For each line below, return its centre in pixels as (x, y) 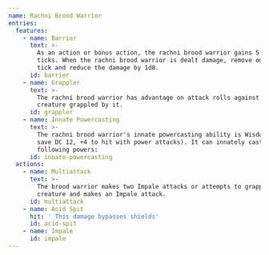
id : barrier (49, 75)
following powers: (68, 149)
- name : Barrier (50, 38)
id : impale (48, 239)
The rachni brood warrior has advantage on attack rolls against (149, 98)
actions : (30, 165)
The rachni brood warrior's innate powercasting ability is (139, 134)
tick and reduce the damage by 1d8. (98, 68)
